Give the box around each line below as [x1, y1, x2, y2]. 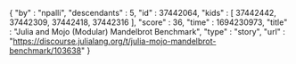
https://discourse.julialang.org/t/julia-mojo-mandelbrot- [12, 36, 217, 46]
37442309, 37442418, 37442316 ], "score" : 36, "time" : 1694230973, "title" [9, 17, 288, 28]
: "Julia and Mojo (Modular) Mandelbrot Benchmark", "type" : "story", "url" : [9, 27, 285, 36]
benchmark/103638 [9, 45, 82, 56]
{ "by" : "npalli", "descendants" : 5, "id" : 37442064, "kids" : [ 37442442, [9, 8, 276, 18]
